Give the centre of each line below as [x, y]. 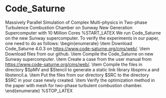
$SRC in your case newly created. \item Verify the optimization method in [80, 80]
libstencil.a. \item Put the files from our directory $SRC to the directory [77, 75]
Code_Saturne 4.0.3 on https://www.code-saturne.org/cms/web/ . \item [78, 49]
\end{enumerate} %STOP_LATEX [39, 91]
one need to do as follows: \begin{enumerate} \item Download [69, 43]
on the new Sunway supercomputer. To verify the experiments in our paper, [82, 38]
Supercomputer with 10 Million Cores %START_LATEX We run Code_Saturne [83, 33]
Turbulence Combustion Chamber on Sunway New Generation [69, 27]
